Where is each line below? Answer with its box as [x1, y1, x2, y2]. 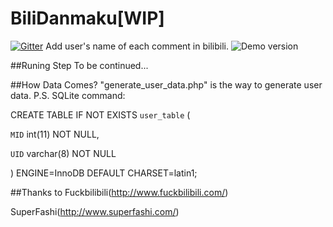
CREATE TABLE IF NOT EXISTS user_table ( [10, 108, 191, 121]
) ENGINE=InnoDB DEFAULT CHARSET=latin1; [10, 167, 198, 179]
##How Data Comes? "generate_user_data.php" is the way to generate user [10, 78, 323, 91]
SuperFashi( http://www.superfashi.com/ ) [10, 205, 180, 217]
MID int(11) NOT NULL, [10, 128, 100, 140]
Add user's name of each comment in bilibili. [45, 40, 229, 52]
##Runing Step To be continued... [10, 59, 149, 71]
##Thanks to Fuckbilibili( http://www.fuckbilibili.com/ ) [10, 186, 229, 198]
